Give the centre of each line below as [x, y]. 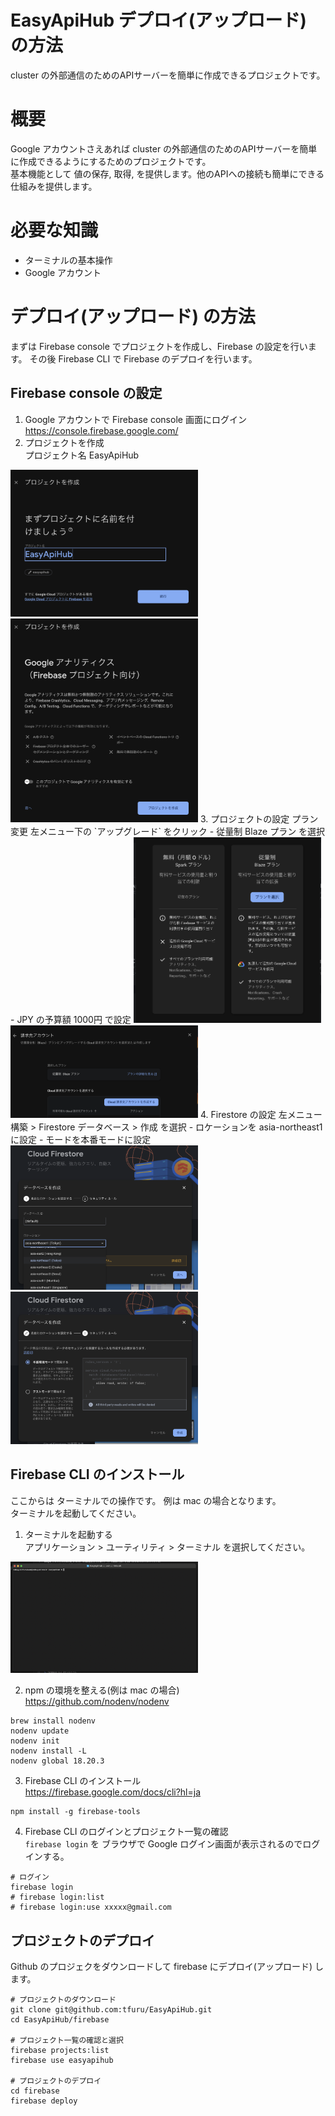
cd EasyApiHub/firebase [60, 2020]
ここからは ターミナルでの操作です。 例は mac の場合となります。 [146, 1500]
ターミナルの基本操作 [68, 260]
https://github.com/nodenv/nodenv [97, 1702]
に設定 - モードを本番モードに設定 [81, 1140]
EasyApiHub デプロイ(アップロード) [158, 20]
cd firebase [35, 2091]
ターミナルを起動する [68, 1534]
